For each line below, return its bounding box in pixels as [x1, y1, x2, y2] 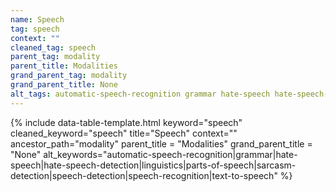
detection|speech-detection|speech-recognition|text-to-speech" [10, 169, 278, 181]
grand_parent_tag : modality [10, 71, 128, 81]
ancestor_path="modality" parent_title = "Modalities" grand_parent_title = [10, 137, 313, 150]
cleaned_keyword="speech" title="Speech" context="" [10, 127, 238, 139]
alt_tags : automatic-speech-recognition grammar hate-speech [10, 89, 271, 99]
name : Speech [10, 14, 65, 25]
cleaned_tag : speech [10, 42, 97, 53]
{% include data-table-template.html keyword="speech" [10, 116, 243, 128]
